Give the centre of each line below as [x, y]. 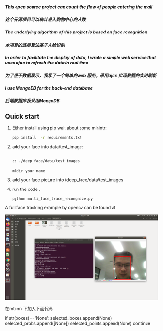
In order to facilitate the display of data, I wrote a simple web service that [81, 58]
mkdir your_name [28, 171]
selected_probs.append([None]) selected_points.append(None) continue [78, 323]
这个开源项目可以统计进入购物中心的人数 [45, 19]
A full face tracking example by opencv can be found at [60, 207]
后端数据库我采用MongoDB [32, 101]
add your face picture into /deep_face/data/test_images [68, 180]
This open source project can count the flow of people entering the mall [79, 7]
